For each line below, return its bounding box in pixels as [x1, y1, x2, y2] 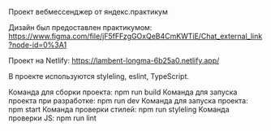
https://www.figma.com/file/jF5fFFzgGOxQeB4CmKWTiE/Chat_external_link [8, 32, 263, 41]
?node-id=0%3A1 [8, 40, 67, 50]
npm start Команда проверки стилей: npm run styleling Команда [8, 105, 230, 114]
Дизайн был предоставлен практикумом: [8, 23, 153, 32]
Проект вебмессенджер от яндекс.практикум [8, 7, 168, 16]
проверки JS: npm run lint [8, 113, 97, 123]
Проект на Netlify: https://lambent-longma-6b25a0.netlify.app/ [8, 56, 220, 65]
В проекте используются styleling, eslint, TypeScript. [8, 72, 189, 81]
